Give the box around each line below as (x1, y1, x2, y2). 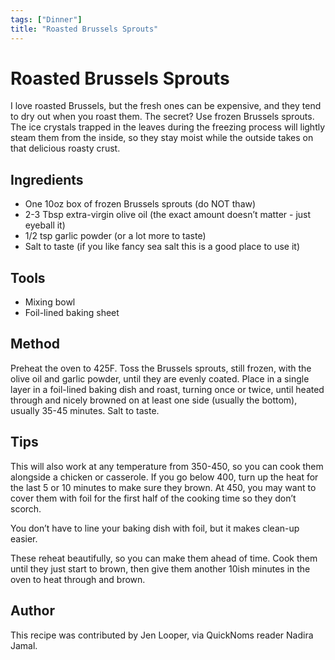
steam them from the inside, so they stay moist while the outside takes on (10, 132, 314, 144)
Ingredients (10, 171, 84, 188)
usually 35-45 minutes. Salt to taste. (10, 404, 160, 416)
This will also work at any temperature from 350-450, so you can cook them (10, 460, 324, 472)
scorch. (10, 502, 42, 515)
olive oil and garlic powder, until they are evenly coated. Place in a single (10, 372, 310, 385)
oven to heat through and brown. (10, 573, 146, 585)
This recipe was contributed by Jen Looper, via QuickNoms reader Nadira (10, 629, 314, 641)
